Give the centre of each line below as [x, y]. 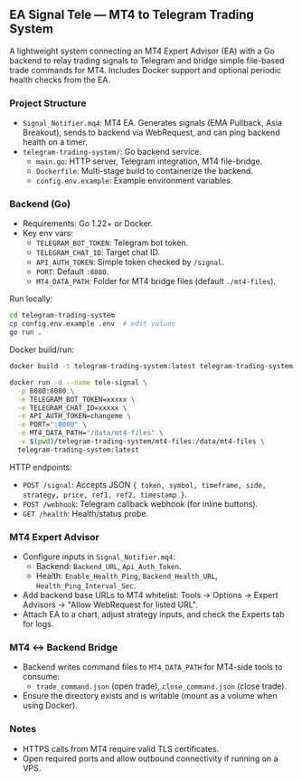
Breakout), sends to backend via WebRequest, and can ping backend [151, 133]
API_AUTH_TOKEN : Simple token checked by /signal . [130, 262]
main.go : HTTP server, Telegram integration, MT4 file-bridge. [149, 161]
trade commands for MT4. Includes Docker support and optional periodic [146, 70]
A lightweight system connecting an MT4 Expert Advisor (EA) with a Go [142, 51]
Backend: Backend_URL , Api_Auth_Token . [109, 567]
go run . [26, 333]
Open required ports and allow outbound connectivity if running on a [150, 758]
